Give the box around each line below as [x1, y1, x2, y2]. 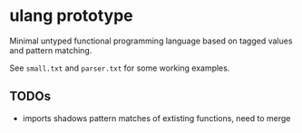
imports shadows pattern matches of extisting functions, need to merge [22, 112, 291, 123]
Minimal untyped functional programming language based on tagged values [9, 35, 293, 46]
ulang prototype [9, 5, 133, 26]
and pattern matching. [9, 44, 93, 55]
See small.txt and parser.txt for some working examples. [9, 62, 230, 73]
